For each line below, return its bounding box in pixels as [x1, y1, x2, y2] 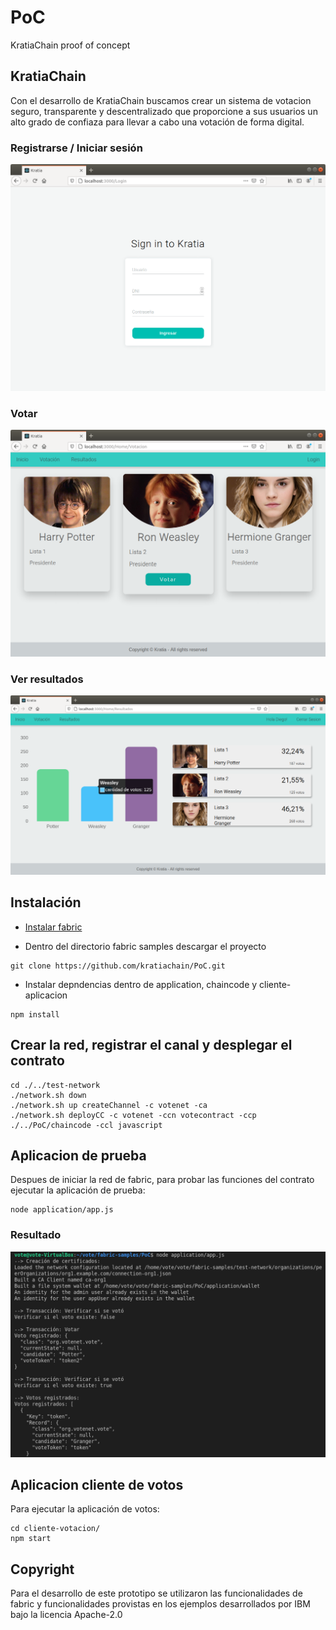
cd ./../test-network [10, 1080, 101, 1090]
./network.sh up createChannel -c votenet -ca [10, 1100, 208, 1110]
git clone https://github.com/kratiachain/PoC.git [10, 961, 226, 971]
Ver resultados [10, 672, 84, 686]
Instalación [10, 894, 82, 911]
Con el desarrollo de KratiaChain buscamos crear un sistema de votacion [10, 94, 312, 106]
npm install [10, 1009, 60, 1020]
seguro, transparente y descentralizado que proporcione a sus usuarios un [10, 105, 318, 117]
